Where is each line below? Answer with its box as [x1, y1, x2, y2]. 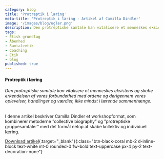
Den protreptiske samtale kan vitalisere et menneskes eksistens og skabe [5, 88, 153, 94]
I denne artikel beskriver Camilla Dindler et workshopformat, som [5, 113, 136, 119]
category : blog [5, 7, 36, 12]
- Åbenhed [5, 39, 25, 44]
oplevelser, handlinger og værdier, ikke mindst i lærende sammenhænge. [5, 98, 152, 104]
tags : [5, 30, 16, 35]
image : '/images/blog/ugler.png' [5, 20, 73, 26]
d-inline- [138, 138, 155, 144]
